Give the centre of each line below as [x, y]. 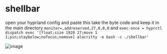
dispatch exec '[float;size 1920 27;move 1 [51, 32]
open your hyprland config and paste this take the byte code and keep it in [82, 22]
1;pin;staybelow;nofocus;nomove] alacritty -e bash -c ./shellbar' [77, 37]
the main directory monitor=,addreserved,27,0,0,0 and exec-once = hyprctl [84, 27]
